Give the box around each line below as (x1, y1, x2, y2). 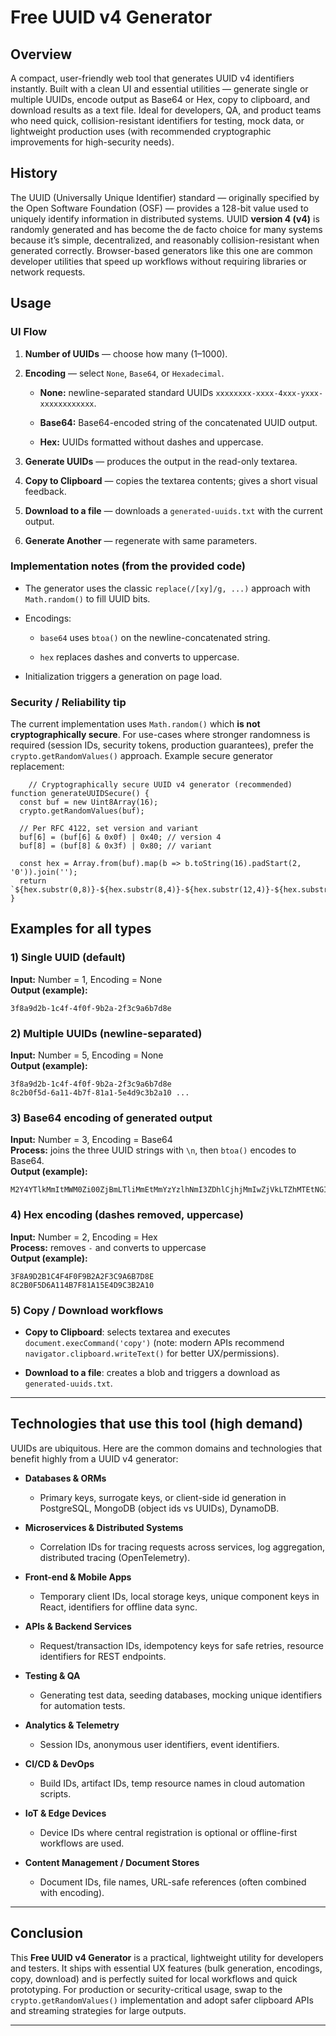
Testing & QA (24, 1669, 81, 1681)
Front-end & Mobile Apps (24, 1571, 132, 1583)
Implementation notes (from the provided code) (10, 559, 246, 573)
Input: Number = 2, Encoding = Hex (10, 1231, 158, 1243)
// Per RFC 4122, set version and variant (19, 824, 199, 834)
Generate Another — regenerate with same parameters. (24, 534, 258, 546)
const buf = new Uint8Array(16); (19, 797, 159, 808)
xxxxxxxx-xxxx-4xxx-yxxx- (215, 388, 324, 398)
